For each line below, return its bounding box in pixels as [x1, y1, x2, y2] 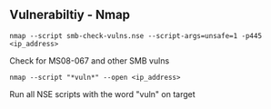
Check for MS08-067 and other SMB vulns [9, 54, 170, 66]
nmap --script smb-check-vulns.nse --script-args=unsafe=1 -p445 [9, 31, 262, 40]
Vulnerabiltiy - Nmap [9, 7, 130, 23]
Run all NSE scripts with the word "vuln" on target [9, 88, 196, 99]
